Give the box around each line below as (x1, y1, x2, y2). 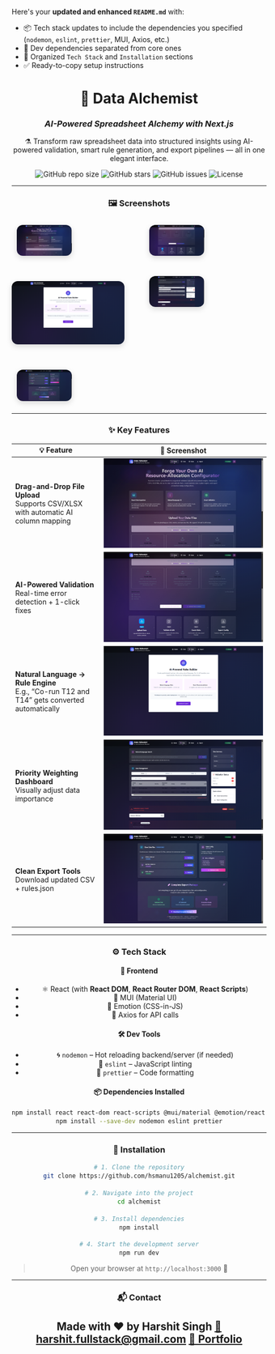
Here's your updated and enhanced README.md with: (11, 7, 184, 16)
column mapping (15, 516, 71, 526)
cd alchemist (117, 1198, 161, 1206)
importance (15, 794, 54, 803)
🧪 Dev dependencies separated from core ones (23, 44, 182, 53)
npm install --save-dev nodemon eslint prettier (55, 1118, 223, 1126)
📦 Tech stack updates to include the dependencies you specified (23, 23, 243, 32)
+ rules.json (15, 883, 54, 893)
